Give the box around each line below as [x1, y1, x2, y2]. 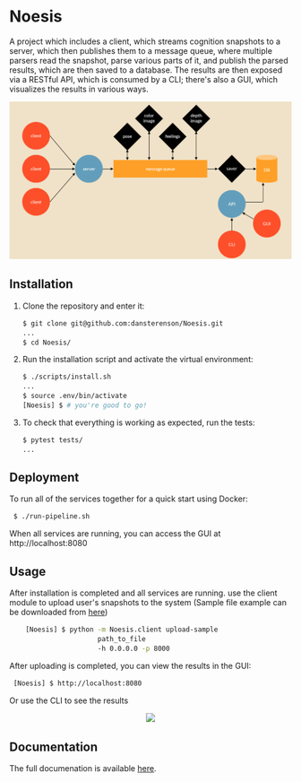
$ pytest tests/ [21, 435, 83, 445]
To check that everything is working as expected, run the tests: [21, 417, 255, 428]
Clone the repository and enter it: [21, 300, 145, 311]
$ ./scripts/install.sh [21, 372, 112, 382]
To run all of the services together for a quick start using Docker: [9, 493, 248, 504]
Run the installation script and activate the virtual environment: [21, 354, 254, 365]
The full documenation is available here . [9, 763, 157, 774]
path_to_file [97, 635, 146, 644]
